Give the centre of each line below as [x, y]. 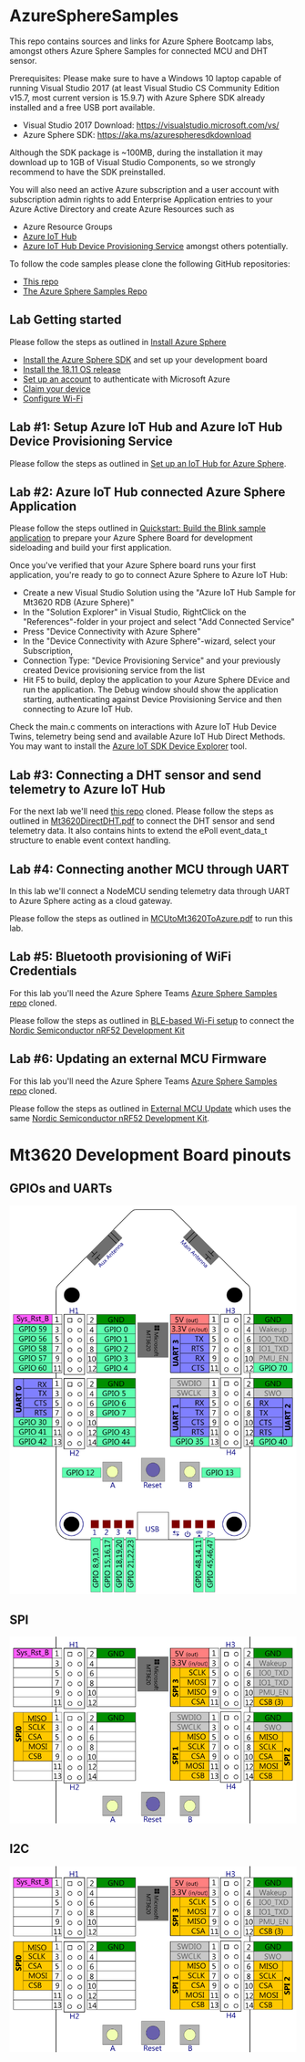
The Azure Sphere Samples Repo [85, 291]
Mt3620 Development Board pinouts [150, 1155]
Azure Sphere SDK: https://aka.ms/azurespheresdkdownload [137, 134]
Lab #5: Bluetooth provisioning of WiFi [121, 957]
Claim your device [56, 388]
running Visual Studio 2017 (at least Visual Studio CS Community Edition [145, 88]
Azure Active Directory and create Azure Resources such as [122, 209]
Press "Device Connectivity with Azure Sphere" [112, 632]
